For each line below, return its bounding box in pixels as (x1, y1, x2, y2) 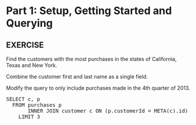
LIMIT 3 (18, 113, 40, 120)
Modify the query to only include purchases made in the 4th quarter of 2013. (6, 85, 191, 92)
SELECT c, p (6, 96, 40, 102)
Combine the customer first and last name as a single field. (6, 73, 148, 80)
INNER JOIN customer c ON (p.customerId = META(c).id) (27, 107, 188, 114)
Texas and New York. (6, 62, 57, 69)
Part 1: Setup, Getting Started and (6, 4, 172, 18)
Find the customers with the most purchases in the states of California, (6, 56, 177, 62)
